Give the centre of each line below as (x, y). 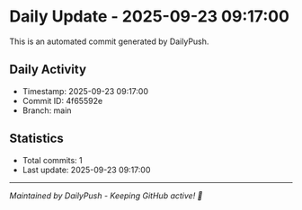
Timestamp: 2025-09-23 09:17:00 (85, 91)
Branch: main (47, 110)
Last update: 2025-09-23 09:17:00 (86, 170)
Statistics (37, 139)
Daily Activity (48, 70)
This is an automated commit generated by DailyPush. (109, 41)
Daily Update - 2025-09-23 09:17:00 (150, 17)
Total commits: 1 (52, 160)
